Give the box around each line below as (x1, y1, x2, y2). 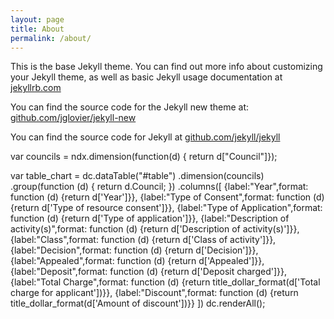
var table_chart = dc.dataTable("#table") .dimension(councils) (10, 170, 265, 182)
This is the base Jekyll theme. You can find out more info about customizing (10, 61, 323, 73)
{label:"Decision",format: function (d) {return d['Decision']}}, (10, 244, 259, 256)
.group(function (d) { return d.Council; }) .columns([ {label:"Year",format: (10, 181, 309, 193)
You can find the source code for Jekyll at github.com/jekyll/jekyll (10, 131, 281, 143)
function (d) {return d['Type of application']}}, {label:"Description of (10, 212, 290, 225)
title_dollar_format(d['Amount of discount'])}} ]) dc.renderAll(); (10, 297, 266, 310)
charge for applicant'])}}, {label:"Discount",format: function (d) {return (10, 287, 299, 299)
